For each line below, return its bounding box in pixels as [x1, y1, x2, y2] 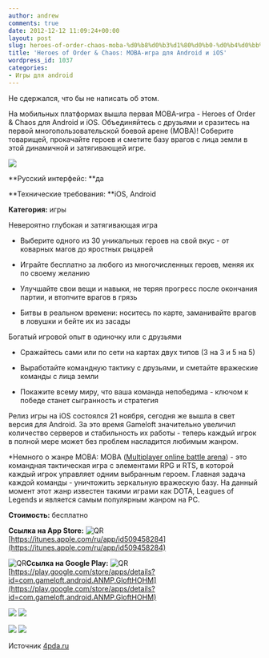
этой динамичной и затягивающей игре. [8, 143, 147, 152]
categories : [8, 64, 48, 72]
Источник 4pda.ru [8, 640, 70, 650]
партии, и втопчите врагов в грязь [19, 292, 138, 301]
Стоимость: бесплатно [8, 510, 88, 519]
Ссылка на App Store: [8, 526, 84, 535]
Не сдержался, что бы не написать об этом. [8, 93, 160, 103]
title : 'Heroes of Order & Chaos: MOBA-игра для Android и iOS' [8, 49, 227, 57]
